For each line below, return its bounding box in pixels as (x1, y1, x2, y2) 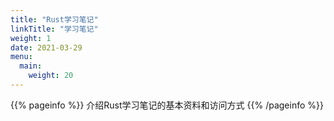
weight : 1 (10, 33, 52, 43)
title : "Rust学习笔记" (10, 14, 99, 25)
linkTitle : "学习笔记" (10, 24, 99, 34)
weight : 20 (28, 71, 74, 81)
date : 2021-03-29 (10, 42, 83, 53)
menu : (10, 52, 33, 62)
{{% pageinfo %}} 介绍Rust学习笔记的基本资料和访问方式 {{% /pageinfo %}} (10, 99, 324, 111)
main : (19, 61, 43, 71)
